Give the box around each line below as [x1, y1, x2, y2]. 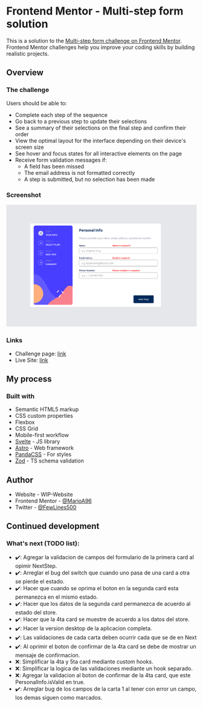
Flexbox [14, 419, 35, 426]
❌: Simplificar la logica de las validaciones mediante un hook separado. [14, 665, 193, 672]
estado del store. [14, 608, 57, 616]
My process [6, 373, 52, 384]
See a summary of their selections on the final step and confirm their [14, 124, 186, 131]
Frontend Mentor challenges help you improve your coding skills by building [6, 44, 195, 51]
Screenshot [6, 191, 41, 199]
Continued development [6, 521, 100, 531]
